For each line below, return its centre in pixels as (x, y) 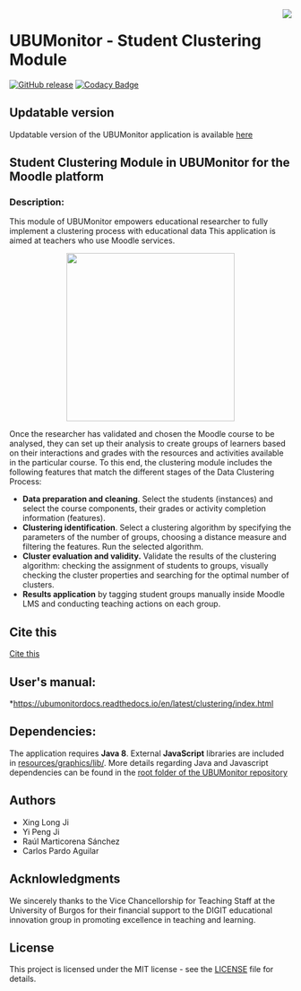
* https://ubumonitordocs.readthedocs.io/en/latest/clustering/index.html (142, 704)
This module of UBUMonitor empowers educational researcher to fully (139, 222)
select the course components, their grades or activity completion (144, 509)
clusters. (39, 585)
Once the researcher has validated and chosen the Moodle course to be (142, 434)
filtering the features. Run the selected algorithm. (113, 547)
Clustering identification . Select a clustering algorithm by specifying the (157, 527)
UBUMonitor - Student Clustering (135, 41)
